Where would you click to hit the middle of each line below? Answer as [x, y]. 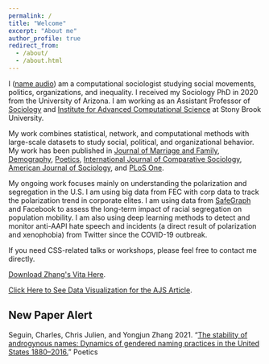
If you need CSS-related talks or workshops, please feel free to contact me [133, 250]
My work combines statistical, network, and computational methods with [129, 133]
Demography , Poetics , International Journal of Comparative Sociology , [125, 159]
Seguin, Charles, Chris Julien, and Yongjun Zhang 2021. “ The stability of [128, 334]
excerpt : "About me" [43, 31]
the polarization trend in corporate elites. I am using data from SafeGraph [130, 200]
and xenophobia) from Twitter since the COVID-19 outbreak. [108, 234]
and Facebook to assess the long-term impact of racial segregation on [125, 209]
